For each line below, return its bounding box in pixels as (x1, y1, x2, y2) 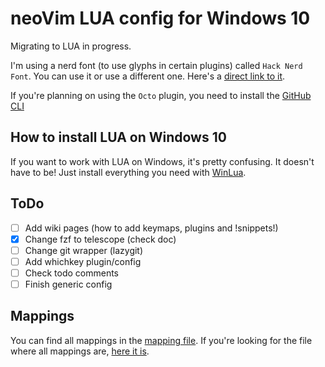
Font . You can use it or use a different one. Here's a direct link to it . (10, 70, 286, 82)
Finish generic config (24, 278, 113, 290)
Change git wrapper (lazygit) (24, 244, 144, 256)
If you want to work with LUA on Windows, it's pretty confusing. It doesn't (10, 155, 315, 167)
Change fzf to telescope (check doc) (24, 233, 177, 245)
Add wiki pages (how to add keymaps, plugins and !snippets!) (24, 222, 279, 234)
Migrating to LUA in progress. (10, 40, 132, 52)
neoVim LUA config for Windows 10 (10, 7, 311, 30)
